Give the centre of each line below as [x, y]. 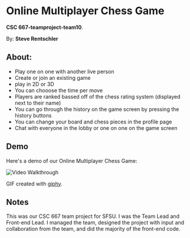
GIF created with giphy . [35, 184]
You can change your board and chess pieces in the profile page [93, 122]
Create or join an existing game [53, 77]
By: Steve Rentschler [32, 38]
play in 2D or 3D [34, 84]
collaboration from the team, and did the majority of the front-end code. [93, 229]
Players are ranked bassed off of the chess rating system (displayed [97, 96]
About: [19, 57]
